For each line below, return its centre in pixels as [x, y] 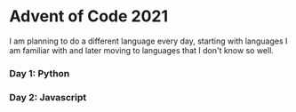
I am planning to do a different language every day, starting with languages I [148, 41]
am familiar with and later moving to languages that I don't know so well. [141, 50]
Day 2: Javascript [48, 97]
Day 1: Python [40, 73]
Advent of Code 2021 [89, 16]
